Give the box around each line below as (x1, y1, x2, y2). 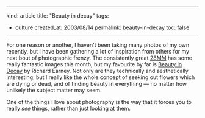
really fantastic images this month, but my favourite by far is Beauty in (6, 61, 182, 68)
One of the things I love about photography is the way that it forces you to (6, 99, 192, 105)
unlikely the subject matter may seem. (6, 86, 102, 94)
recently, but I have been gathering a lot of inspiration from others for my (6, 48, 190, 55)
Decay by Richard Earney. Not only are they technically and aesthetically (6, 68, 189, 74)
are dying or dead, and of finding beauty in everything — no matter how (6, 80, 187, 87)
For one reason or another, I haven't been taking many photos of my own (6, 41, 190, 49)
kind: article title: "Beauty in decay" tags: (6, 12, 109, 19)
